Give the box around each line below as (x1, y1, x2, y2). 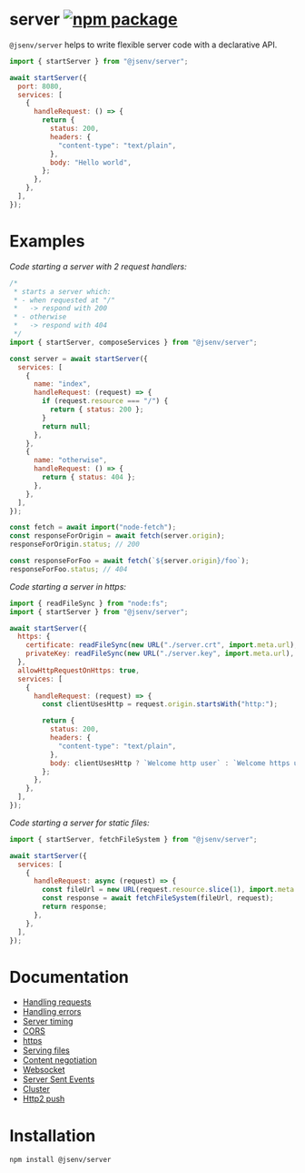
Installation (9, 1125, 96, 1146)
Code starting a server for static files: (9, 817, 150, 828)
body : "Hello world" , (49, 157, 132, 167)
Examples (9, 231, 85, 251)
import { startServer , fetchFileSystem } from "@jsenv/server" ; (9, 834, 258, 844)
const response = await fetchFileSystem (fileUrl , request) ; (42, 894, 274, 903)
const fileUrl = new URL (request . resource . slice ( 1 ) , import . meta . (42, 885, 299, 895)
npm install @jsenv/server (9, 1156, 112, 1165)
